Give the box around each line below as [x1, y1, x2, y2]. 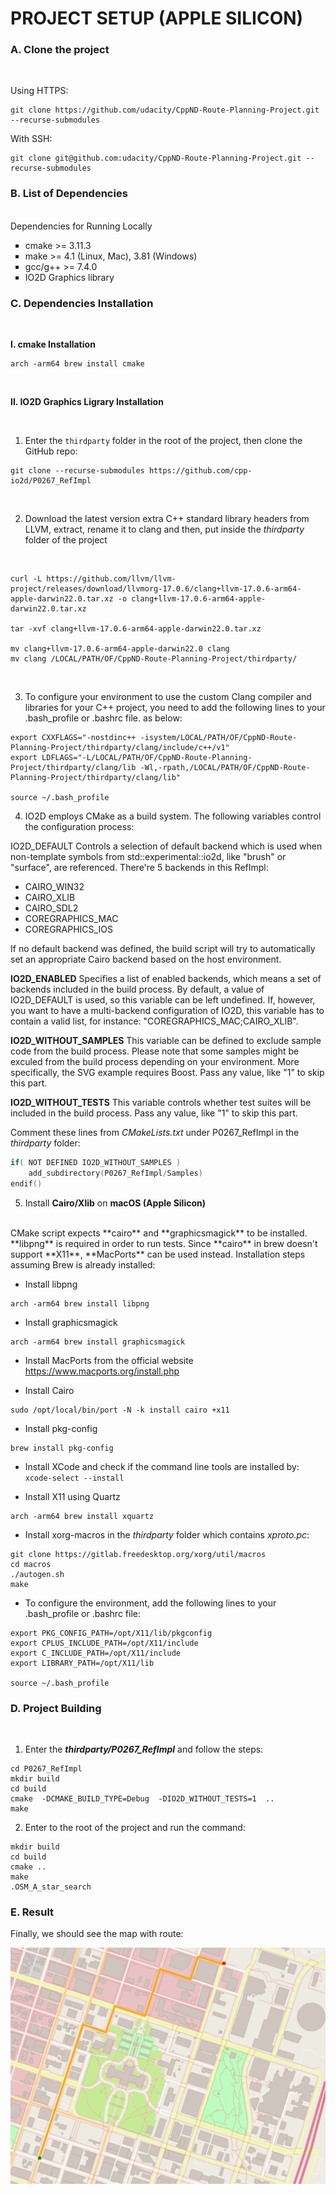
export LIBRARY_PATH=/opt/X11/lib [10, 1658, 155, 1668]
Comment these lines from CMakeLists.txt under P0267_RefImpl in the [10, 1127, 300, 1139]
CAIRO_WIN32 [24, 881, 85, 893]
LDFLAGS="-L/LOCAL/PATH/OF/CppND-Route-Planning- [41, 753, 253, 763]
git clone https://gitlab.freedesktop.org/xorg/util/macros [10, 1549, 267, 1559]
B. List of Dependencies [10, 187, 128, 201]
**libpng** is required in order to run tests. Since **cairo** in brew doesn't [10, 1237, 318, 1249]
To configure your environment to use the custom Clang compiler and [24, 691, 312, 703]
